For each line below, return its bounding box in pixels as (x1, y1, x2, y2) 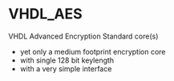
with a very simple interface (19, 63, 112, 73)
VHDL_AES (8, 5, 83, 23)
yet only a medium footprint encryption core (19, 47, 166, 56)
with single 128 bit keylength (19, 55, 115, 65)
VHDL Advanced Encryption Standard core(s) (8, 31, 159, 41)
